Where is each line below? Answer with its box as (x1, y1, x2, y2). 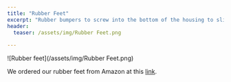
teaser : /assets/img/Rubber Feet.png (13, 29, 122, 36)
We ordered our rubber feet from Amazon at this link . (7, 68, 157, 76)
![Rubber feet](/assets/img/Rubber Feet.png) (7, 54, 134, 62)
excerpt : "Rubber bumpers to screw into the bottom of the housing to (7, 16, 214, 23)
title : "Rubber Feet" (7, 10, 69, 17)
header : (7, 23, 30, 29)
